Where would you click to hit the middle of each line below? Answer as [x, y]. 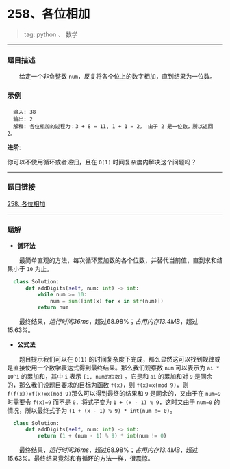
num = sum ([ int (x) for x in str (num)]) [107, 301]
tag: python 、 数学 [51, 34]
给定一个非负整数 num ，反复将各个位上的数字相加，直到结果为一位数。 [118, 77]
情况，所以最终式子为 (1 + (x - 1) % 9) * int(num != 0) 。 [92, 410]
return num [53, 307]
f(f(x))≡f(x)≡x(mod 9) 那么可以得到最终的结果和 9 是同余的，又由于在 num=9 [114, 393]
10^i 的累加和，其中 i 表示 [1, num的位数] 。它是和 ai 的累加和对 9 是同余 [110, 376]
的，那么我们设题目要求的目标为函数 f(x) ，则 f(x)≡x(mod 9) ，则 [98, 385]
